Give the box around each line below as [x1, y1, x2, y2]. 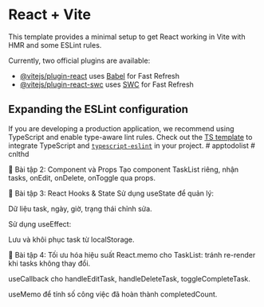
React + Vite [8, 6, 92, 24]
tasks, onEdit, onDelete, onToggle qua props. [8, 173, 156, 182]
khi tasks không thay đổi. [8, 258, 91, 268]
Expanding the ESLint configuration [8, 103, 189, 116]
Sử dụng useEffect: [8, 219, 72, 228]
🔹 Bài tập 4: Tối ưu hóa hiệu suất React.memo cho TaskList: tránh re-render [8, 250, 256, 259]
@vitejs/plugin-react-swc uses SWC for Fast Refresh [19, 80, 194, 89]
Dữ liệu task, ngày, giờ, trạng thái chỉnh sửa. [8, 204, 153, 213]
